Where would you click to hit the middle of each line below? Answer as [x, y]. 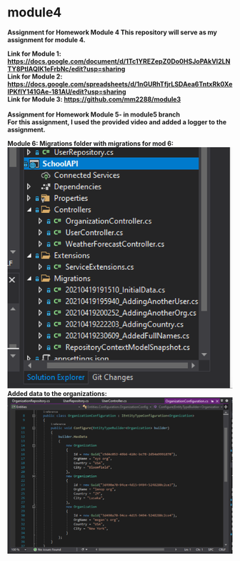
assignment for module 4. [46, 39]
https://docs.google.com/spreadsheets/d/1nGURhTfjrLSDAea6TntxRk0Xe [120, 84]
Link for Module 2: [35, 76]
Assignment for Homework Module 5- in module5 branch [94, 114]
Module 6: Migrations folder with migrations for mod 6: [90, 143]
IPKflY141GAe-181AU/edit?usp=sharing [67, 91]
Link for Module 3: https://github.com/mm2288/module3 [94, 99]
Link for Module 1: [35, 54]
